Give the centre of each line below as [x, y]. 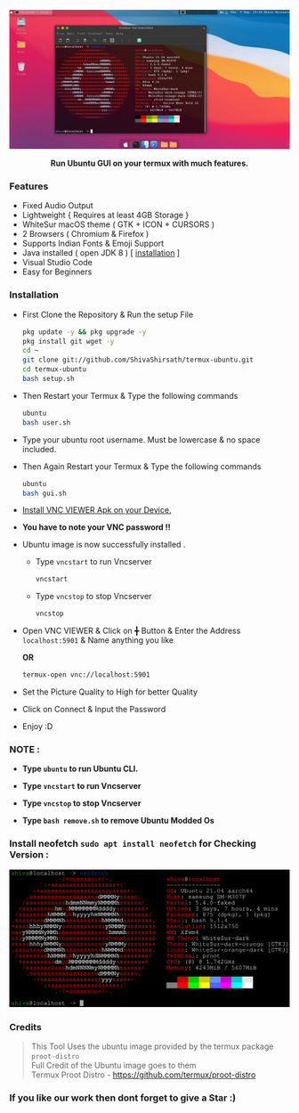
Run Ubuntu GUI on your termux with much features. [149, 163]
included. [39, 449]
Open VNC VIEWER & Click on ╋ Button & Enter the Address [131, 631]
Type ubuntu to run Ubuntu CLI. [80, 769]
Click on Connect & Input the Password [94, 709]
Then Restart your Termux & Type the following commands [130, 395]
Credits [25, 1028]
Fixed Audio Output [57, 206]
